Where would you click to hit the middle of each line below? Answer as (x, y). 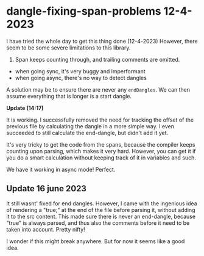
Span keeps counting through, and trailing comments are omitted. (97, 59)
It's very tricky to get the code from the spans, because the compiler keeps (101, 144)
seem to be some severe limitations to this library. (69, 48)
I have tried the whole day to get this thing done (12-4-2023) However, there (102, 41)
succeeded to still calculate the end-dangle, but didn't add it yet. (87, 133)
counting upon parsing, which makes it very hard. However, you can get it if (101, 151)
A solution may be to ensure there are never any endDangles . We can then (98, 89)
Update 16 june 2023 (47, 188)
